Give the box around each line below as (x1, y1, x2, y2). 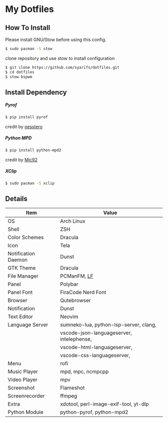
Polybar (59, 281, 78, 288)
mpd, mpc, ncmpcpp (59, 368, 109, 375)
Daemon (7, 256, 27, 263)
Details (5, 194, 27, 203)
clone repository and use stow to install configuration (5, 55, 115, 61)
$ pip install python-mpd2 (5, 147, 61, 153)
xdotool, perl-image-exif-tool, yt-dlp (59, 401, 149, 408)
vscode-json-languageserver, (59, 330, 132, 337)
